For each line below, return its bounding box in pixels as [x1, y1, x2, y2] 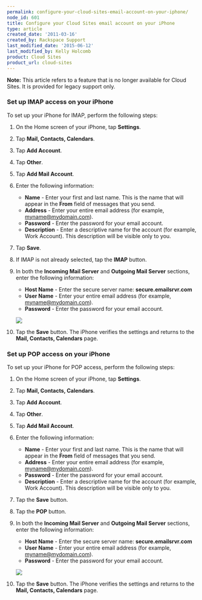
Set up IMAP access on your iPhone [7, 98, 114, 106]
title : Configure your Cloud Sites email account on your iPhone [7, 20, 175, 26]
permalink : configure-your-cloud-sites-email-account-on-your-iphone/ [7, 8, 189, 15]
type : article [7, 25, 43, 32]
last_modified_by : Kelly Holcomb [7, 48, 91, 55]
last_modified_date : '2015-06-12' [7, 43, 94, 49]
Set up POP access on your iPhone [7, 350, 111, 358]
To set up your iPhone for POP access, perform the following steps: [7, 364, 175, 371]
